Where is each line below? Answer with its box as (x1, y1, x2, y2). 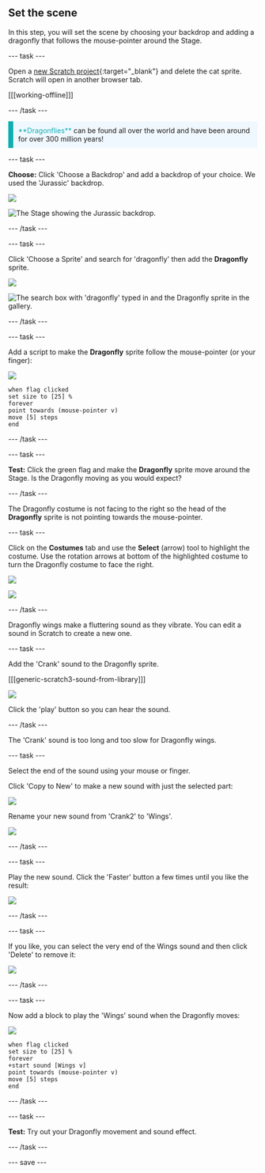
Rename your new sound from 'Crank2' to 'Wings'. (8, 811, 172, 821)
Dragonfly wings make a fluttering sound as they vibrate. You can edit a (8, 620, 241, 630)
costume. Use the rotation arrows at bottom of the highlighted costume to (8, 551, 248, 561)
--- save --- (8, 1157, 47, 1167)
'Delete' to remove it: (8, 949, 77, 959)
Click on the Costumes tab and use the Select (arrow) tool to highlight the (8, 543, 251, 552)
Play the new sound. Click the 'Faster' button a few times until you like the (8, 872, 249, 881)
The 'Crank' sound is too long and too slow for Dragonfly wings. (8, 735, 217, 744)
